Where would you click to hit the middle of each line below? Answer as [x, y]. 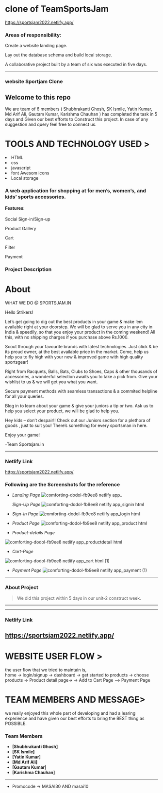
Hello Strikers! [19, 312]
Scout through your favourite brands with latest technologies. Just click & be [81, 346]
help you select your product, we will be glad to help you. [62, 411]
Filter [10, 247]
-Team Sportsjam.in [25, 444]
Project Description [28, 269]
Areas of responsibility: [33, 35]
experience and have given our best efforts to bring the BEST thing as [75, 718]
